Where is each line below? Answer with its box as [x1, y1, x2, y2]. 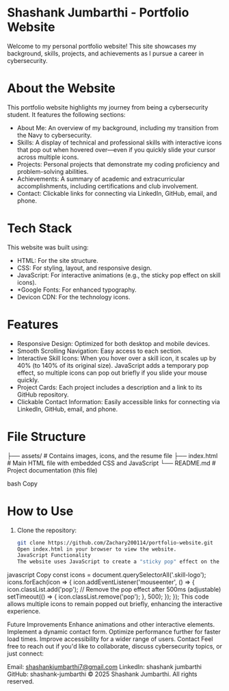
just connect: [7, 649, 44, 658]
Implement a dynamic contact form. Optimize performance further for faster [7, 628, 221, 636]
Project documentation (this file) [7, 466, 98, 474]
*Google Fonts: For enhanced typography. [16, 286, 137, 294]
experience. [7, 607, 41, 616]
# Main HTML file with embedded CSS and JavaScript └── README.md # [7, 459, 217, 467]
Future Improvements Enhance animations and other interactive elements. [7, 620, 215, 629]
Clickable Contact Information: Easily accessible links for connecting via [16, 397, 220, 405]
